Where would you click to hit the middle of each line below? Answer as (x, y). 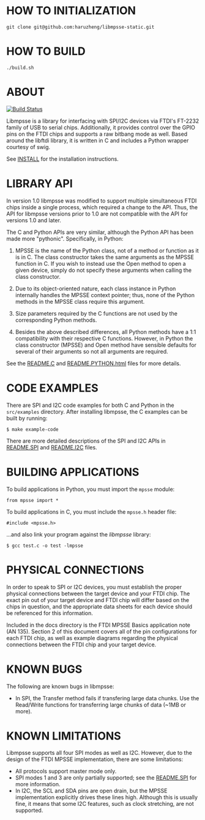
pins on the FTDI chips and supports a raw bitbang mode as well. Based (97, 134)
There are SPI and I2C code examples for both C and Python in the (90, 405)
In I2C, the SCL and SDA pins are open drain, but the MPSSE (91, 791)
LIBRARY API (40, 184)
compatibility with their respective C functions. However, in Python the (104, 338)
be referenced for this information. (50, 613)
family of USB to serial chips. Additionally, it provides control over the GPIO (101, 127)
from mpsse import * (33, 500)
